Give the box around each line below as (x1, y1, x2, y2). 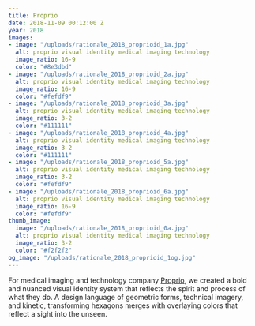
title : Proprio (8, 11, 58, 20)
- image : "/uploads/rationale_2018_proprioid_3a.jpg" (8, 99, 189, 107)
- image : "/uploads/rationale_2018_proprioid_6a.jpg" (8, 187, 189, 196)
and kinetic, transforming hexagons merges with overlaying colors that (8, 301, 238, 310)
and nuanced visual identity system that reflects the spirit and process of (8, 283, 246, 293)
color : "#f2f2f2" (15, 246, 73, 254)
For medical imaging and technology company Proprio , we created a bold (8, 275, 247, 285)
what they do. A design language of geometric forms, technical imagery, (8, 292, 244, 302)
